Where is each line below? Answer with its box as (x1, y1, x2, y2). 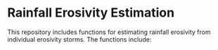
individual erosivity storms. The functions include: (7, 35, 152, 43)
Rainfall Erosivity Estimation (7, 5, 174, 21)
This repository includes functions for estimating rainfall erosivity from (7, 28, 211, 36)
